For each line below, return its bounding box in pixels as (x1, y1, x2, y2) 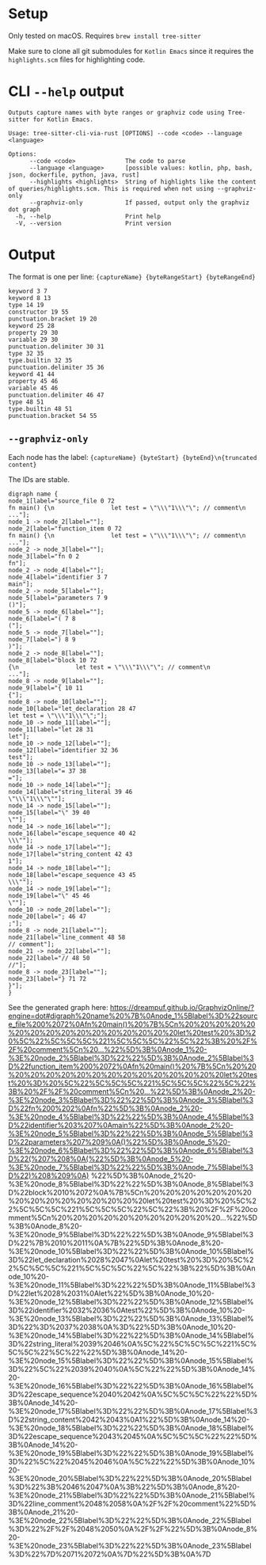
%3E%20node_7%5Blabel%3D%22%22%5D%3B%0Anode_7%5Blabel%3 (8, 1162, 254, 1172)
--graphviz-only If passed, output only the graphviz (28, 199, 249, 207)
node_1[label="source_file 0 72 (8, 496, 115, 505)
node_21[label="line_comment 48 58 (8, 933, 126, 941)
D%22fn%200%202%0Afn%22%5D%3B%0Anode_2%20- (8, 1103, 203, 1113)
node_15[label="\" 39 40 (8, 808, 90, 816)
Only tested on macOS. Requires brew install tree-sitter (8, 31, 202, 40)
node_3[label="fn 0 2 (8, 552, 80, 560)
